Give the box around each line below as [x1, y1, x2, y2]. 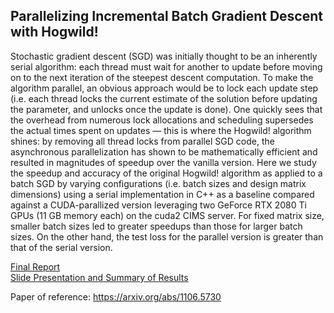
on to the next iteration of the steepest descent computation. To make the [10, 71, 314, 83]
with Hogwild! [10, 24, 99, 41]
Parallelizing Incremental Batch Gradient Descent [10, 8, 324, 25]
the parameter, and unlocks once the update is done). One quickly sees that [10, 103, 323, 115]
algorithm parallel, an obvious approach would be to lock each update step [10, 82, 319, 94]
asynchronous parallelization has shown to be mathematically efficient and [10, 145, 318, 158]
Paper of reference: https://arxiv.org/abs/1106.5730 [10, 290, 222, 303]
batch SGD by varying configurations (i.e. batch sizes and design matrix [10, 177, 307, 189]
